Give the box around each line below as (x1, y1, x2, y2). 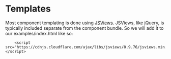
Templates (5, 3, 51, 15)
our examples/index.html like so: (5, 30, 73, 36)
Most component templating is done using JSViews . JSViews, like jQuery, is (5, 20, 164, 26)
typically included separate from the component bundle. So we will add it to (5, 25, 164, 31)
